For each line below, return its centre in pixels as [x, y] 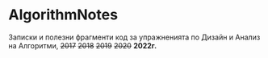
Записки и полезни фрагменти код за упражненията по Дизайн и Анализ [134, 37]
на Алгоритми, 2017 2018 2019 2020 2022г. [83, 45]
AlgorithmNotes [63, 15]
